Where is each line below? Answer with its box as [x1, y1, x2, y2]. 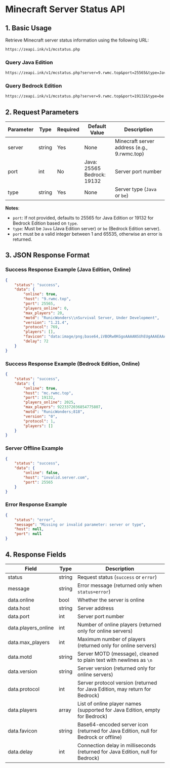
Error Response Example [5, 501, 67, 508]
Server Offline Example [5, 445, 64, 452]
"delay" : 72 [23, 339, 49, 344]
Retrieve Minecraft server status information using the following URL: [5, 37, 149, 43]
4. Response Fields [5, 550, 67, 559]
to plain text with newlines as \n [77, 656, 153, 663]
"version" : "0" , [23, 414, 58, 419]
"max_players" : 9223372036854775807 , [23, 405, 103, 410]
